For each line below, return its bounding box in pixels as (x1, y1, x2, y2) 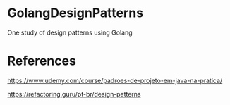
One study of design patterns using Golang (7, 28, 133, 37)
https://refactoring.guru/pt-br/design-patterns (7, 89, 141, 98)
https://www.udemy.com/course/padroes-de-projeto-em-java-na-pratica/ (7, 76, 223, 85)
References (7, 53, 76, 69)
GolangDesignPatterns (7, 5, 143, 21)
